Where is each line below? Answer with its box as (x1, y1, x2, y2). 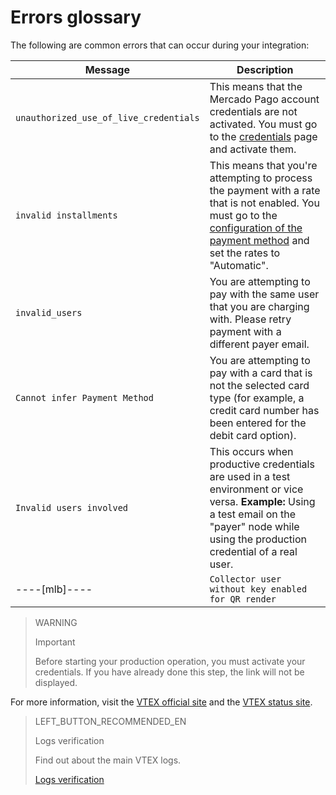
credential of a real (209, 544, 298, 558)
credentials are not (209, 104, 298, 118)
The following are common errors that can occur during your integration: (10, 39, 310, 51)
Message (84, 62, 130, 76)
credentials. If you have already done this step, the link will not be (34, 666, 305, 678)
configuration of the (209, 221, 303, 235)
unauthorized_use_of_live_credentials (15, 112, 200, 123)
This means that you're (209, 158, 318, 172)
